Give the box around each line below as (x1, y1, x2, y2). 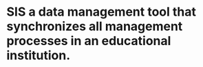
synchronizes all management (6, 18, 183, 34)
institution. (6, 48, 71, 64)
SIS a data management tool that (6, 4, 197, 20)
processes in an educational (6, 33, 171, 49)
